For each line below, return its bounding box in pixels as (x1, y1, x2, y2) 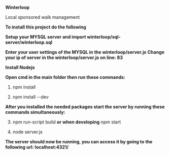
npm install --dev (12, 94, 49, 100)
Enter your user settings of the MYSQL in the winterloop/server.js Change (5, 49, 165, 55)
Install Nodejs (5, 65, 35, 70)
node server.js (12, 129, 43, 135)
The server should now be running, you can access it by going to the (5, 139, 153, 144)
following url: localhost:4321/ (5, 144, 69, 150)
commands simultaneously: (5, 109, 65, 115)
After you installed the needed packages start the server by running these (5, 104, 165, 110)
